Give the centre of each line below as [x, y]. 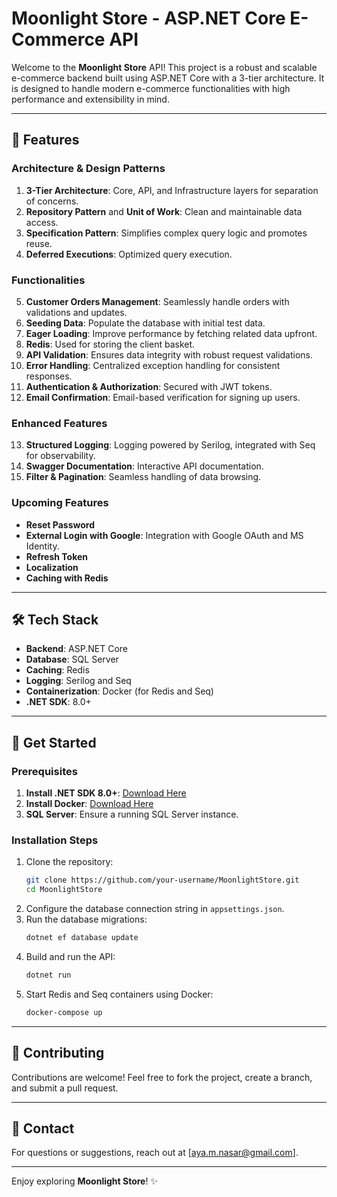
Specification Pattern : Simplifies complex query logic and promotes [166, 233]
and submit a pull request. [65, 1088]
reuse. [39, 243]
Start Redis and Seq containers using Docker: [119, 994]
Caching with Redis [67, 578]
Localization [52, 567]
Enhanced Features [59, 423]
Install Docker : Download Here [89, 804]
